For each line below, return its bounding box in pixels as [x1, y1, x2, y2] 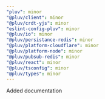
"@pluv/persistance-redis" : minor [6, 37, 94, 43]
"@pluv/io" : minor [6, 31, 53, 37]
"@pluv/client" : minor [6, 14, 64, 21]
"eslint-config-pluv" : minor [6, 25, 80, 32]
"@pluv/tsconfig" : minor [6, 65, 69, 71]
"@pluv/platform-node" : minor [6, 48, 83, 54]
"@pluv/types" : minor [6, 71, 61, 77]
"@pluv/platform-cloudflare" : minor [6, 43, 99, 49]
